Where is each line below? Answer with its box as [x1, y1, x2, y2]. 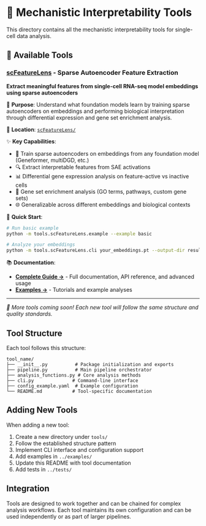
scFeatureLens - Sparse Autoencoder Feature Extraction [6, 69, 179, 77]
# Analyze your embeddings [6, 242, 75, 248]
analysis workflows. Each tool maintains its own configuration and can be [6, 506, 192, 514]
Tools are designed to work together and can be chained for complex [6, 500, 181, 507]
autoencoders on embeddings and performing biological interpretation [6, 107, 185, 115]
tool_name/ [6, 356, 34, 362]
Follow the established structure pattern [15, 440, 116, 447]
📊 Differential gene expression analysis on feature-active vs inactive [15, 172, 189, 180]
